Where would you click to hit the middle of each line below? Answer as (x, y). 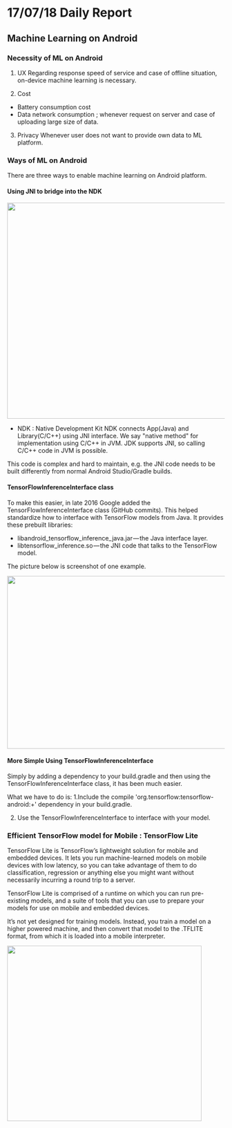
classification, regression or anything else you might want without (101, 873)
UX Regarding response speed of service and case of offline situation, (117, 73)
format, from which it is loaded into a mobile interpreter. (86, 936)
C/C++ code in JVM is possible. (62, 451)
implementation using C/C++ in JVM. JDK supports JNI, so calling (111, 443)
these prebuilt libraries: (40, 525)
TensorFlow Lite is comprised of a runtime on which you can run (99, 894)
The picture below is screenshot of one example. (77, 566)
